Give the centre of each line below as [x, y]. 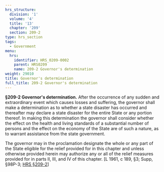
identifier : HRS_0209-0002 [41, 60]
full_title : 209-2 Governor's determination [51, 83]
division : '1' [24, 14]
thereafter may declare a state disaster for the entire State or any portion [79, 113]
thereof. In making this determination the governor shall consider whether [80, 118]
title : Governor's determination [39, 78]
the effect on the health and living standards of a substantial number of [77, 123]
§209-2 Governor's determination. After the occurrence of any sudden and [82, 97]
